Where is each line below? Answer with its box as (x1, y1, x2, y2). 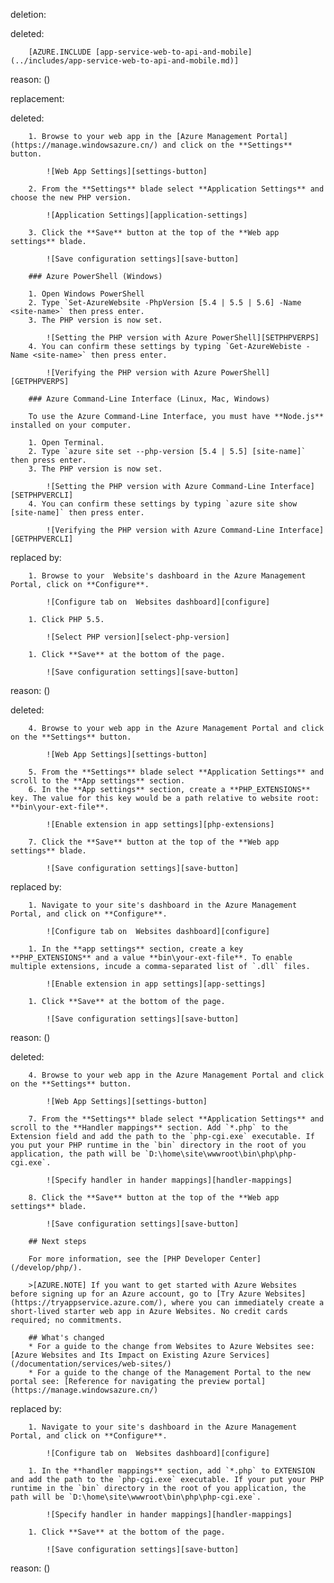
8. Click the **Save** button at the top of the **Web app (28, 1193, 280, 1203)
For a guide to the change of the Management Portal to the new (36, 1368, 311, 1378)
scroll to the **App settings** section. (10, 776, 186, 786)
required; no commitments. (10, 1315, 123, 1325)
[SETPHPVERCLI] (10, 490, 74, 500)
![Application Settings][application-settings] (46, 210, 248, 220)
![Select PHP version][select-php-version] (46, 632, 230, 642)
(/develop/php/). (10, 1263, 83, 1273)
